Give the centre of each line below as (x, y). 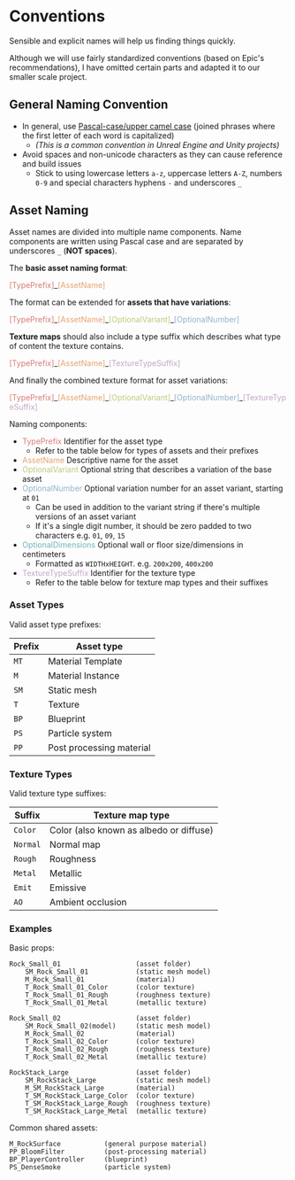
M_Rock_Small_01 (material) (100, 980)
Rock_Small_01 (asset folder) (100, 964)
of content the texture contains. (66, 345)
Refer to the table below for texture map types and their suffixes (151, 582)
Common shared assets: (53, 1128)
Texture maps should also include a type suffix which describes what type (145, 336)
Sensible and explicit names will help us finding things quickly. (122, 41)
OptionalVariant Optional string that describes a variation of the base (147, 469)
